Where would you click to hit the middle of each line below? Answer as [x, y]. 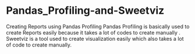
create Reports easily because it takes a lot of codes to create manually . [93, 32]
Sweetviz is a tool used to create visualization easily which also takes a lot [95, 38]
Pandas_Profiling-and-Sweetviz [85, 11]
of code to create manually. [39, 45]
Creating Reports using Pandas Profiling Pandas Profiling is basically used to [98, 26]
